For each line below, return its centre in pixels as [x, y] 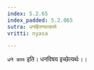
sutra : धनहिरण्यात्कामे [32, 27]
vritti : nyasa [28, 33]
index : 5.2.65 [28, 14]
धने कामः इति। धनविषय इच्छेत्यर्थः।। [47, 59]
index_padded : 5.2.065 [40, 20]
